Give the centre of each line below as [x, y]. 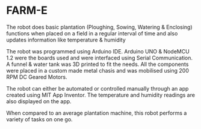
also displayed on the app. [39, 101]
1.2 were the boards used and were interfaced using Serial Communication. [100, 58]
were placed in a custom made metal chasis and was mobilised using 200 [98, 70]
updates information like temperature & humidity [66, 40]
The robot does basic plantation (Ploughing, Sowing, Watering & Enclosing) [99, 27]
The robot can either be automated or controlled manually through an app [97, 88]
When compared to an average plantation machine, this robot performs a [97, 113]
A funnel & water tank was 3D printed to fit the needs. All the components [97, 64]
